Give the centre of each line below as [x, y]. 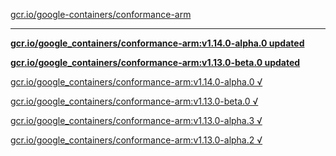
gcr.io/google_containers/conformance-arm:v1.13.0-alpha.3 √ [136, 120]
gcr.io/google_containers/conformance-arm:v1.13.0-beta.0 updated [155, 62]
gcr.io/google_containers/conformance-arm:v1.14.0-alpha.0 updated [157, 43]
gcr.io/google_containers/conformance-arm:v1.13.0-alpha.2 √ [136, 140]
